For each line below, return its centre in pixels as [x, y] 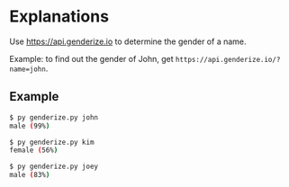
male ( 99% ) [30, 126]
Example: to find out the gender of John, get [91, 58]
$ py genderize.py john [54, 117]
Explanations [59, 17]
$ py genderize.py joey [54, 167]
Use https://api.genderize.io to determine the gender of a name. [128, 41]
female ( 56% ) [34, 150]
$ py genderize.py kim [52, 142]
